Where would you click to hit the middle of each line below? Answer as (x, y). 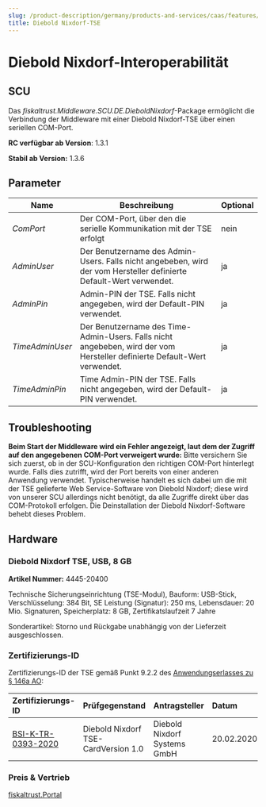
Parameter (35, 183)
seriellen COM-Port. (41, 127)
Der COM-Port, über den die (133, 219)
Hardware (33, 539)
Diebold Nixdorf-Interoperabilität (118, 62)
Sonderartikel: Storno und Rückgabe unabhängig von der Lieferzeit (117, 626)
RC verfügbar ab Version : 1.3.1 (58, 143)
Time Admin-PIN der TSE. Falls (138, 379)
